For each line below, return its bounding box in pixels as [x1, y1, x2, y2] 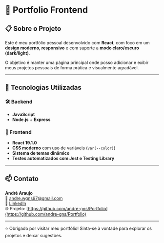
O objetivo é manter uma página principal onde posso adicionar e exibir [5, 60, 149, 65]
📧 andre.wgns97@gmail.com [5, 195, 63, 201]
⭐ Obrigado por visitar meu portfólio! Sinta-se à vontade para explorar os [5, 225, 152, 231]
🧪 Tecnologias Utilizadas [5, 83, 82, 92]
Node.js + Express [12, 117, 51, 122]
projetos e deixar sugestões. [5, 232, 62, 238]
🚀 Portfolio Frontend [5, 4, 88, 16]
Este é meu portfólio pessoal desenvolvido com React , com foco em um [5, 40, 150, 45]
